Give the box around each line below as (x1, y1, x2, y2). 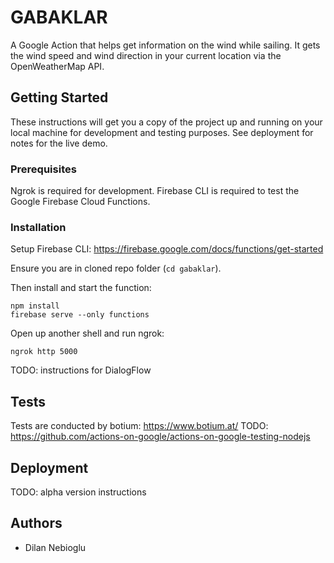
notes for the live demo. (10, 137, 108, 149)
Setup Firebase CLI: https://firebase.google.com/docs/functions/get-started (10, 243, 324, 255)
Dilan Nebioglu (24, 541, 87, 553)
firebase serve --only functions (10, 310, 150, 320)
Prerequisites (10, 162, 77, 176)
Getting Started (10, 89, 109, 106)
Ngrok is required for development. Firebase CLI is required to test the (10, 185, 300, 197)
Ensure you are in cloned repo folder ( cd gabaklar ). (10, 262, 222, 275)
